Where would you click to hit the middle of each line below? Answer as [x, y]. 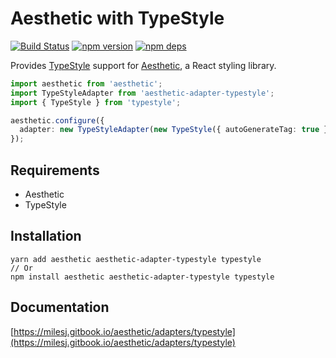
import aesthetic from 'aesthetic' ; [86, 83]
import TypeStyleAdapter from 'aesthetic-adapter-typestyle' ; [142, 93]
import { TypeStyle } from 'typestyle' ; [96, 102]
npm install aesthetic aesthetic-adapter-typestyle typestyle [142, 277]
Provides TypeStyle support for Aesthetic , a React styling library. [143, 65]
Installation [46, 236]
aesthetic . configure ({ [57, 120]
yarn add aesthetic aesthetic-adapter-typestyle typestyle [136, 259]
